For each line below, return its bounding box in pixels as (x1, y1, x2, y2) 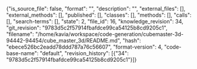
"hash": (122, 37, 141, 44)
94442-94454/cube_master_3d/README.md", (6, 37, 121, 44)
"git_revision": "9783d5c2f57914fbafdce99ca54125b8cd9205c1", (6, 24, 168, 31)
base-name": (6, 50, 39, 56)
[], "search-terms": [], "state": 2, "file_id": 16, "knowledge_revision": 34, (6, 18, 184, 25)
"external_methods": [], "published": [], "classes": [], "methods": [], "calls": (6, 11, 192, 19)
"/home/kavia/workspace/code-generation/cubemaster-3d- (35, 31, 184, 38)
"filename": (6, 31, 34, 38)
